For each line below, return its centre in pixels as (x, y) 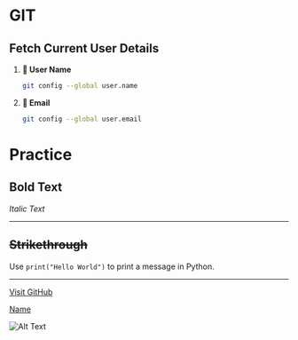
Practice (41, 154)
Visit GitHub (31, 292)
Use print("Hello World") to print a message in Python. (112, 266)
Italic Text (27, 209)
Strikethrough (49, 245)
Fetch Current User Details (84, 48)
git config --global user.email (82, 119)
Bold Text (36, 187)
